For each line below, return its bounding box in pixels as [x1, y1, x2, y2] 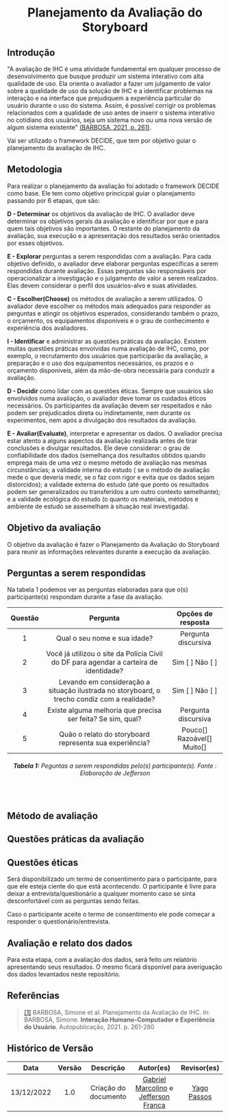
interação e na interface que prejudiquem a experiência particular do [7, 94, 201, 102]
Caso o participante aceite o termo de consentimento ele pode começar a [7, 910, 216, 919]
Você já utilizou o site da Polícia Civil [46, 649, 163, 659]
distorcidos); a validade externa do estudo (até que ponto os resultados [7, 480, 209, 488]
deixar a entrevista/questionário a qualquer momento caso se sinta [7, 890, 196, 898]
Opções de [177, 609, 214, 619]
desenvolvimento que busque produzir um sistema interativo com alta [7, 72, 204, 80]
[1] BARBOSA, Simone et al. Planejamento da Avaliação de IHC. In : [23, 1008, 210, 1016]
